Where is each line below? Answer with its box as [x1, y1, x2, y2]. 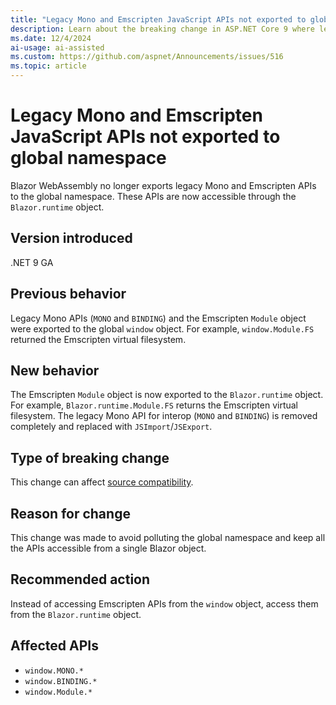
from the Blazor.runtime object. [10, 608, 142, 620]
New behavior [10, 362, 100, 379]
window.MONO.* [24, 666, 84, 676]
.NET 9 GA [10, 256, 54, 268]
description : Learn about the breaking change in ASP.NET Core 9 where [10, 24, 315, 34]
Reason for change [10, 505, 131, 522]
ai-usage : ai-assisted [10, 42, 105, 53]
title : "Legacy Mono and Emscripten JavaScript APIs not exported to [10, 14, 307, 25]
